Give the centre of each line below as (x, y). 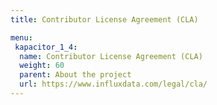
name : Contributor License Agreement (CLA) (111, 56)
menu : (21, 37)
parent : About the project (75, 75)
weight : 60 (42, 66)
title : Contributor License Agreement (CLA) (104, 19)
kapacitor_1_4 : (46, 47)
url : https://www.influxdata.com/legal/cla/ (113, 84)
